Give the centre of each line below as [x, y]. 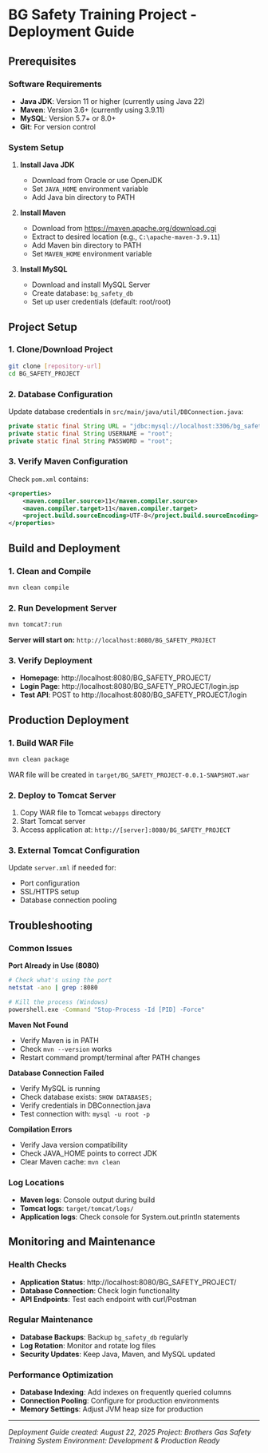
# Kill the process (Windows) [59, 1002]
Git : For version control [57, 126]
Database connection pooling [68, 900]
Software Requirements [55, 84]
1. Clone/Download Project [61, 349]
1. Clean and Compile [50, 571]
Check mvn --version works [66, 1049]
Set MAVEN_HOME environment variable [92, 254]
